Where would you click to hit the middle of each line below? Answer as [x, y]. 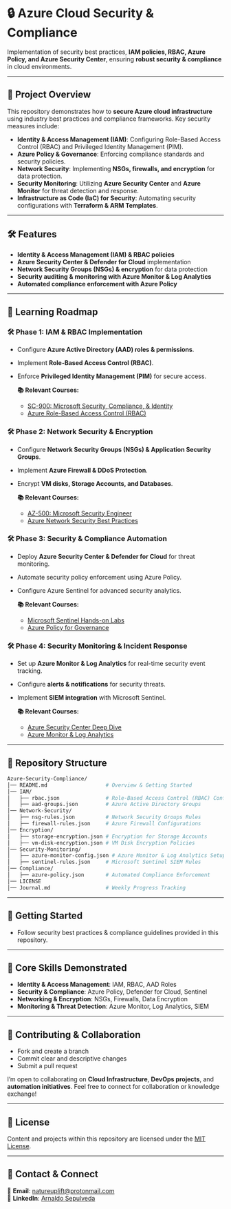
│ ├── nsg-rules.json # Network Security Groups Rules [104, 817]
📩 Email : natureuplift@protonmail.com [61, 1190]
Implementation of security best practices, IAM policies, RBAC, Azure [107, 52]
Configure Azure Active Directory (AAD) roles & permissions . [106, 350]
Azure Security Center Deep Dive [74, 727]
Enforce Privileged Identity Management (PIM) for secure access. [112, 376]
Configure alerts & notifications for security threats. [91, 685]
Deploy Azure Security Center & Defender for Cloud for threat [106, 556]
